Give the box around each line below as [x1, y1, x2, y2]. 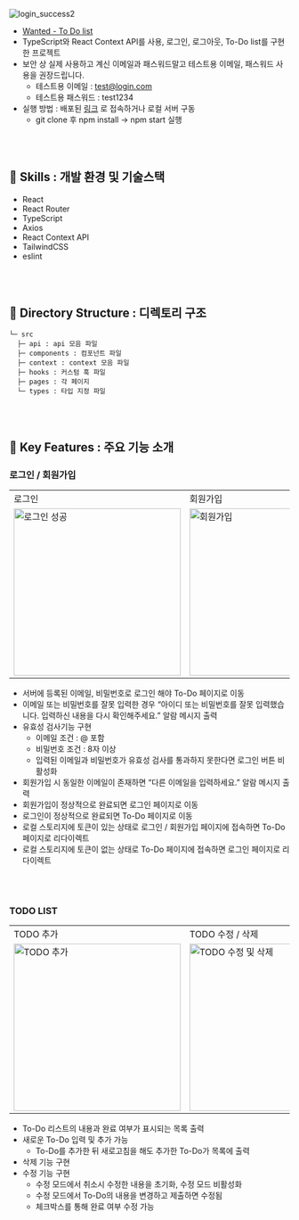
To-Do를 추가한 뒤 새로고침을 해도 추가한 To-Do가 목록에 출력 [35, 1145, 251, 1156]
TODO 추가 [13, 927, 59, 940]
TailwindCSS [21, 241, 69, 251]
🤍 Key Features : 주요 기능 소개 [9, 440, 174, 455]
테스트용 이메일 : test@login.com [35, 81, 153, 91]
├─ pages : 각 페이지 [17, 377, 90, 386]
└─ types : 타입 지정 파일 [17, 386, 107, 396]
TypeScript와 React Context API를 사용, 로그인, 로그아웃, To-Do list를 [21, 37, 269, 46]
